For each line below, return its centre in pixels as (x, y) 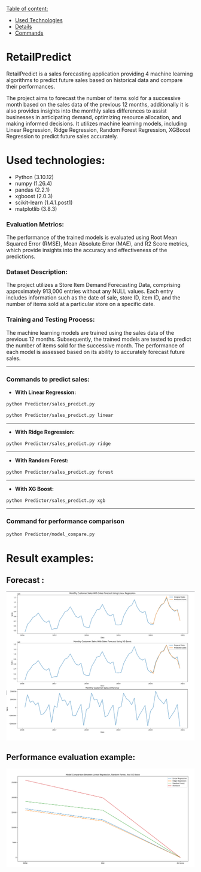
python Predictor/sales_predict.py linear (60, 416)
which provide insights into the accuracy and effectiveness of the (87, 250)
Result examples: (50, 558)
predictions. (21, 256)
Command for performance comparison (65, 521)
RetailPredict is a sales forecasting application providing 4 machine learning (100, 74)
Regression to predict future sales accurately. (62, 136)
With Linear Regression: (45, 392)
